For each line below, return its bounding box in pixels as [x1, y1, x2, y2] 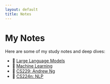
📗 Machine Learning [12, 63, 53, 69]
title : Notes [5, 12, 32, 17]
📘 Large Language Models [12, 58, 65, 64]
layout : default [5, 7, 38, 12]
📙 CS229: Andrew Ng [12, 68, 55, 74]
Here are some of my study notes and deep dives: [5, 49, 106, 54]
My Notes [5, 33, 45, 44]
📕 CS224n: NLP [12, 73, 44, 79]
